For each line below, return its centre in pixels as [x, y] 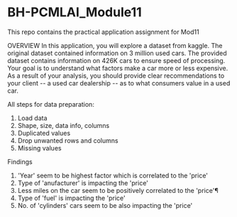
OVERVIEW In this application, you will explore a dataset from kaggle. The [115, 45]
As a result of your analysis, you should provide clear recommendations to [116, 76]
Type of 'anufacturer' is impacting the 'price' [83, 183]
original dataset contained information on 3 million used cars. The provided [117, 53]
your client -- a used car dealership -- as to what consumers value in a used [119, 83]
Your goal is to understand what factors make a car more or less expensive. [118, 68]
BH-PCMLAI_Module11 [75, 12]
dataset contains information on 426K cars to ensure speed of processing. [116, 60]
